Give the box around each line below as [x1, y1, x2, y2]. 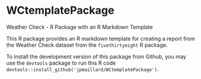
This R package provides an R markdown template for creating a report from [6, 35, 196, 42]
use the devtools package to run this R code [6, 59, 116, 66]
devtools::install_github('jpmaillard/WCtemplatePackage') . [6, 65, 159, 72]
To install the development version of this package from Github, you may [6, 53, 187, 60]
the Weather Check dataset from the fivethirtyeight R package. [6, 41, 168, 48]
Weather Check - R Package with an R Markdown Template [6, 23, 153, 31]
